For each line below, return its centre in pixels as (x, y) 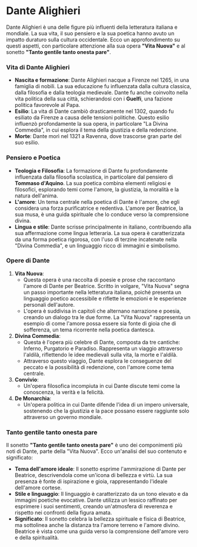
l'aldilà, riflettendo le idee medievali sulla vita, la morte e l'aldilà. (100, 354)
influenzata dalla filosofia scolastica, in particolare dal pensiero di (94, 177)
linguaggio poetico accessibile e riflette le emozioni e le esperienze (105, 298)
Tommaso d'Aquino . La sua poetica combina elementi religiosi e (93, 183)
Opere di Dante (28, 261)
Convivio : (27, 380)
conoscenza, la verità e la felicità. (64, 392)
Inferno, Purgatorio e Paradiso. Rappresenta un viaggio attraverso (103, 348)
